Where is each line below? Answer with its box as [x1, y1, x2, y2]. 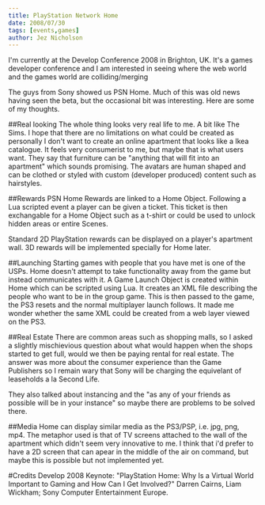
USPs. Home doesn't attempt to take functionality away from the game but [8, 267, 251, 276]
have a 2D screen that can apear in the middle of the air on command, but [8, 447, 249, 457]
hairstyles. [8, 179, 42, 188]
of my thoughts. [8, 104, 60, 114]
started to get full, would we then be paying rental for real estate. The [8, 349, 235, 359]
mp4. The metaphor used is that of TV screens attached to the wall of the [8, 431, 248, 440]
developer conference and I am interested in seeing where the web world [8, 64, 247, 74]
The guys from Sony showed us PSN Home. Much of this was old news [8, 88, 240, 97]
